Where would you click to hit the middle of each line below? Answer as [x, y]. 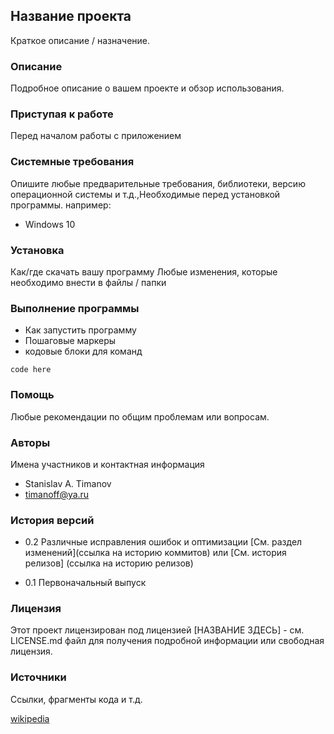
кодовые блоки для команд [83, 351]
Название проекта [71, 16]
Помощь [32, 395]
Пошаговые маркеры [70, 341]
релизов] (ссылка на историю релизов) [109, 563]
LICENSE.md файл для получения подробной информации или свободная [167, 641]
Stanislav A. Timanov [68, 483]
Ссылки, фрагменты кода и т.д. [76, 699]
